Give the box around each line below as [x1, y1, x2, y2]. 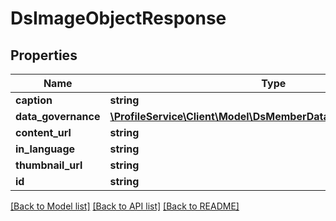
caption [15, 93, 53, 107]
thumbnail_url [15, 158, 83, 172]
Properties [10, 47, 78, 64]
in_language [15, 142, 76, 156]
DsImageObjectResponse [10, 7, 227, 30]
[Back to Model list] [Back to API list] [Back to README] [10, 200, 240, 212]
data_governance [15, 110, 101, 123]
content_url [15, 126, 72, 139]
